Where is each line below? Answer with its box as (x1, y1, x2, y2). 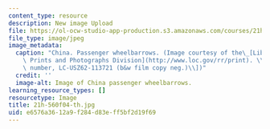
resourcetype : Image (8, 94, 78, 102)
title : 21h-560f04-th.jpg (8, 101, 95, 109)
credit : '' (15, 71, 52, 79)
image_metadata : (8, 42, 63, 50)
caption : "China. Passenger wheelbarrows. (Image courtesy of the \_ (15, 49, 250, 57)
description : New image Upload (8, 19, 113, 27)
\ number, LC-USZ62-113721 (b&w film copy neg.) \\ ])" (22, 64, 207, 72)
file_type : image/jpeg (8, 34, 84, 42)
